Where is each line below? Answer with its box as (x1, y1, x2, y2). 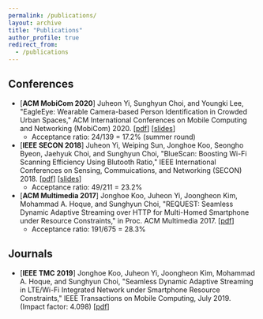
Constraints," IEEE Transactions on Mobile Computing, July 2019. (19, 293, 231, 302)
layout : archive (8, 19, 62, 27)
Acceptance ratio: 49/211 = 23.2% (31, 182, 143, 192)
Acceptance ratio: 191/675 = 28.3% (31, 224, 146, 234)
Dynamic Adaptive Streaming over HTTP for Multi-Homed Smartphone (19, 207, 250, 217)
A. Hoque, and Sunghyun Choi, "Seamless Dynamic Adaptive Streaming (19, 276, 254, 286)
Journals (8, 247, 53, 261)
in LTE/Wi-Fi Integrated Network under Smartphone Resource (19, 285, 220, 295)
